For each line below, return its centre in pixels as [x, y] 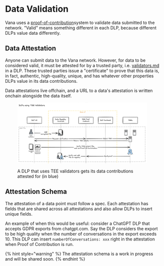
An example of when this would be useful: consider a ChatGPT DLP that [78, 223]
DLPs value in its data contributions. [41, 81]
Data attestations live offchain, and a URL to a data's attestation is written [79, 90]
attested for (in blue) [38, 176]
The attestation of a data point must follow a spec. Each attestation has [77, 203]
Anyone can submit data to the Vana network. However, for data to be [75, 60]
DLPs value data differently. [33, 33]
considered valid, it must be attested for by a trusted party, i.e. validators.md [82, 65]
